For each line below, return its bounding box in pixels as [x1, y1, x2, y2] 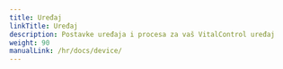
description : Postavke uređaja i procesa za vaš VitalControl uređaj [9, 30, 276, 39]
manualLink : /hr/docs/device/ [9, 47, 123, 56]
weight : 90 [9, 38, 50, 47]
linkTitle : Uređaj [9, 22, 78, 30]
